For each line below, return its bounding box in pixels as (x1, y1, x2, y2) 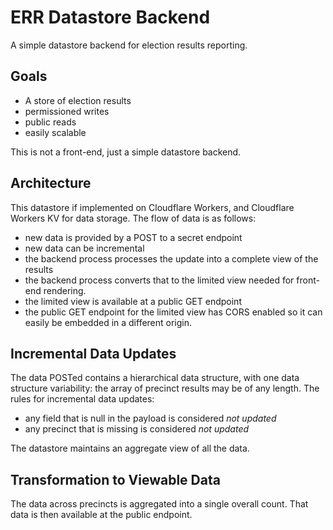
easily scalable (24, 126, 87, 138)
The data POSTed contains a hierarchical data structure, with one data (10, 372, 300, 384)
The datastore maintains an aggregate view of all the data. (10, 442, 250, 455)
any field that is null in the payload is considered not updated (24, 412, 277, 425)
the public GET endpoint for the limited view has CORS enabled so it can (24, 306, 323, 318)
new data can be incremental (24, 242, 145, 254)
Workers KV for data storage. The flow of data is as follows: (10, 212, 257, 224)
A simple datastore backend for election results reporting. (10, 39, 248, 51)
